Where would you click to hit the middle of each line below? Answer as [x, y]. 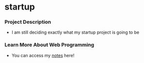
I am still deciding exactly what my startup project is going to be [75, 32]
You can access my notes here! [43, 55]
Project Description [28, 22]
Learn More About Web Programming [49, 45]
